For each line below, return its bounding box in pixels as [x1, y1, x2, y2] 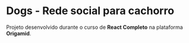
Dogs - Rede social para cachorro [6, 4, 174, 18]
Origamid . [6, 29, 31, 37]
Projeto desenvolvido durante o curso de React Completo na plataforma [6, 24, 183, 31]
